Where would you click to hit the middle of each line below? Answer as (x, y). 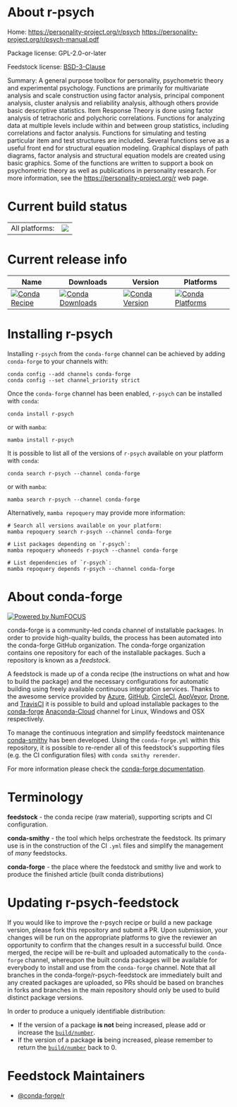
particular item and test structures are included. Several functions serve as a (119, 140)
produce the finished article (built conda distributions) (86, 874)
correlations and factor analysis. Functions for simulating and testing (107, 133)
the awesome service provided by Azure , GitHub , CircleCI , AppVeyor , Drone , (119, 696)
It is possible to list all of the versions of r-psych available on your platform (115, 453)
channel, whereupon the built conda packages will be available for (121, 960)
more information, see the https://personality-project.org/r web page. (108, 178)
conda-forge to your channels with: (58, 361)
